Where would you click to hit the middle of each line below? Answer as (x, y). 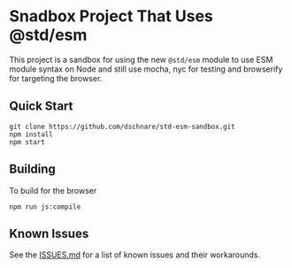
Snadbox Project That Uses (111, 16)
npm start (27, 142)
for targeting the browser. (56, 78)
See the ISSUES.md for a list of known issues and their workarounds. (135, 255)
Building (32, 169)
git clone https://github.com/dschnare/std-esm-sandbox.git (123, 126)
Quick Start (41, 107)
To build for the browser (53, 190)
